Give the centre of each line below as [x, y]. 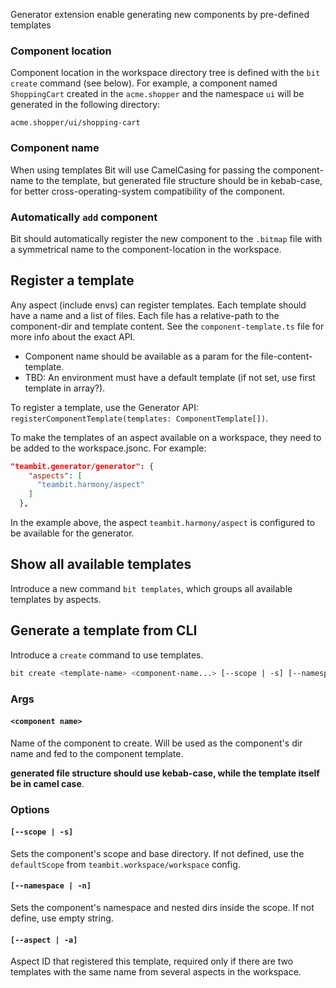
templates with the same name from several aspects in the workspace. [156, 972]
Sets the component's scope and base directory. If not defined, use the [157, 853]
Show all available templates [101, 564]
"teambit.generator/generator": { [82, 466]
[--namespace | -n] [51, 886]
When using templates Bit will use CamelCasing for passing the [140, 170]
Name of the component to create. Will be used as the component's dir [156, 743]
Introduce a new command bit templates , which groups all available [151, 588]
